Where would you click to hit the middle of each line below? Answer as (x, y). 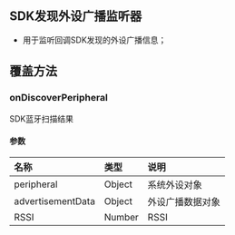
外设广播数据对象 (184, 201)
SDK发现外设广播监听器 (76, 16)
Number (121, 217)
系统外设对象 (175, 184)
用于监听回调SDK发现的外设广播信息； (94, 40)
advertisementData (54, 201)
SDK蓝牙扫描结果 (42, 118)
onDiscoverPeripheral (59, 98)
